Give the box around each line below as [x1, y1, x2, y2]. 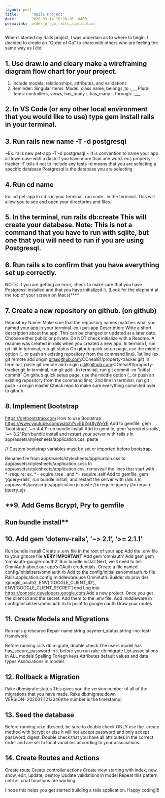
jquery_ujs [5, 487, 26, 493]
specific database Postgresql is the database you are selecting [5, 166, 133, 172]
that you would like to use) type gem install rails [5, 113, 155, 121]
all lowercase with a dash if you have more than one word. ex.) [5, 156, 132, 162]
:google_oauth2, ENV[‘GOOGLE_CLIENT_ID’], [5, 579, 96, 586]
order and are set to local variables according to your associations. [5, 739, 141, 745]
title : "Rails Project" [5, 12, 65, 17]
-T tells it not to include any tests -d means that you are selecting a [20, 161, 157, 167]
